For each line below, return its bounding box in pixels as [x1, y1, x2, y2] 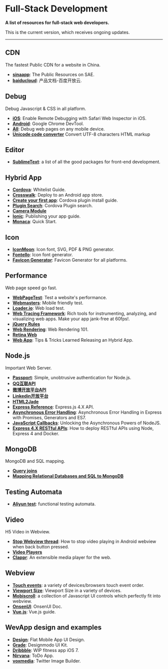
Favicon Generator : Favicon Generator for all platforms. [12, 257, 127, 263]
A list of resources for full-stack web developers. [5, 20, 109, 26]
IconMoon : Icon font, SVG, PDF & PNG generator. [12, 246, 114, 252]
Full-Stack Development [5, 3, 108, 15]
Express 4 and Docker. [12, 430, 59, 436]
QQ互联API [12, 380, 36, 386]
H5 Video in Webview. [5, 529, 50, 535]
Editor [5, 146, 24, 154]
